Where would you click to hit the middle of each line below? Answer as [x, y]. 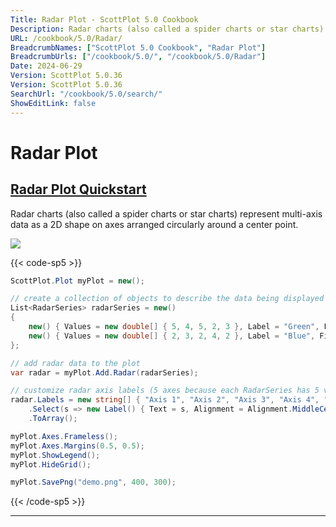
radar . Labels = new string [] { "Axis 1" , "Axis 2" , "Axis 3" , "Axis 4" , [165, 400]
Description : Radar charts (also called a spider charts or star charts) [167, 29]
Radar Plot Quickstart [78, 189]
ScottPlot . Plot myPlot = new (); [77, 281]
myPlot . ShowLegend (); [55, 455]
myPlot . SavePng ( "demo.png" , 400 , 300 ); [93, 482]
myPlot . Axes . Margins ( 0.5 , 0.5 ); [77, 446]
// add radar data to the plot [75, 363]
